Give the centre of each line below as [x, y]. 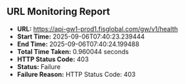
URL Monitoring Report [59, 12]
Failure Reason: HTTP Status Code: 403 [76, 74]
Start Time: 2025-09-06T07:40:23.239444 [81, 36]
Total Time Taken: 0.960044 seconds [73, 51]
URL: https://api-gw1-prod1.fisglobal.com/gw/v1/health [97, 28]
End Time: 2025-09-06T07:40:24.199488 [78, 44]
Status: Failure [39, 66]
